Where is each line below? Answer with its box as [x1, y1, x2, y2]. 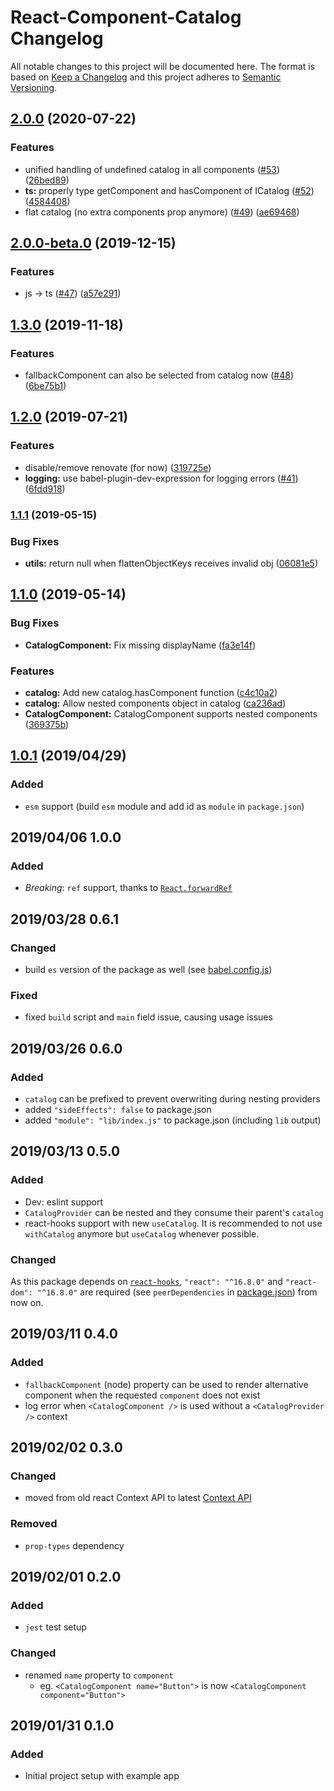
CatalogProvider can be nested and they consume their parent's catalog [24, 1206, 324, 1218]
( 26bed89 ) [24, 174, 70, 186]
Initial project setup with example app [24, 1770, 180, 1782]
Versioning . [10, 81, 58, 93]
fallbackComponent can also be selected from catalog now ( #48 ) [24, 369, 295, 381]
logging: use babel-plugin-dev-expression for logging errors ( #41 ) [24, 472, 299, 484]
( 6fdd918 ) [24, 482, 66, 495]
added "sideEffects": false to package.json [24, 1103, 212, 1115]
